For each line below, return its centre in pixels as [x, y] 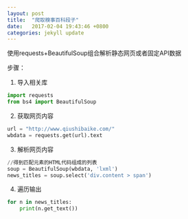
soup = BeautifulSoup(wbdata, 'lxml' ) [62, 169]
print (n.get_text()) [49, 209]
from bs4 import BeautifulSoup [52, 102]
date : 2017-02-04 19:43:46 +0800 [58, 26]
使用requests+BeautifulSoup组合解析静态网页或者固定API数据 [94, 53]
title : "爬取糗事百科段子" [43, 20]
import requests [30, 96]
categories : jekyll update [46, 33]
